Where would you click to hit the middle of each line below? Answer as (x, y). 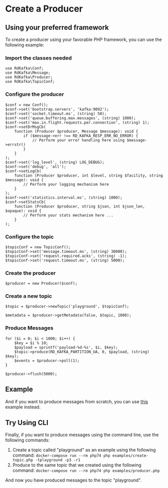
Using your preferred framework (57, 28)
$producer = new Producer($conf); (41, 284)
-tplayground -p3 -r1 (58, 460)
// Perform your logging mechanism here (66, 184)
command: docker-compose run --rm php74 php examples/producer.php (86, 470)
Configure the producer (35, 94)
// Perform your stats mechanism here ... (68, 215)
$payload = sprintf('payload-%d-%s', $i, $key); (66, 347)
